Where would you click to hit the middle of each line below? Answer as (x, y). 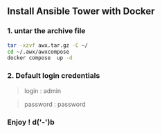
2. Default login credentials (54, 76)
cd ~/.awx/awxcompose (38, 52)
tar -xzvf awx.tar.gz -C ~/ (48, 45)
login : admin (43, 91)
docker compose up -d (40, 58)
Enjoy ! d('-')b (31, 122)
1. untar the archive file (46, 31)
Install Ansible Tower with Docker (81, 11)
